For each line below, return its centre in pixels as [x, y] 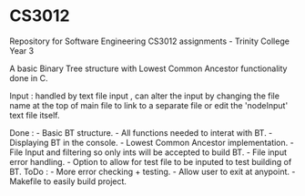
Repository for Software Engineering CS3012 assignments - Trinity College [149, 41]
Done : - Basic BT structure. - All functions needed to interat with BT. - [141, 132]
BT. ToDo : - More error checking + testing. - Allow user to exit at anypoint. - [152, 171]
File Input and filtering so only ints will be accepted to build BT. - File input [148, 152]
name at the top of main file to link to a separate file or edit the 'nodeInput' [149, 105]
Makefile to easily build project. [68, 181]
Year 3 [22, 50]
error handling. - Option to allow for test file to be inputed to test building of [151, 161]
